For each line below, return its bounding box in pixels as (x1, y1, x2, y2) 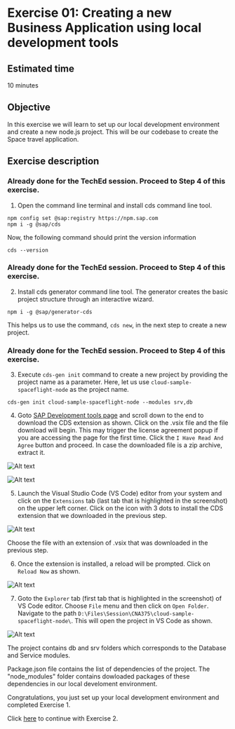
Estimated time (7, 62, 75, 74)
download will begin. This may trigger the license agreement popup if (17, 426, 219, 435)
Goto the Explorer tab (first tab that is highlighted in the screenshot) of (17, 594, 222, 603)
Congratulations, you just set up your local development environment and (7, 693, 220, 702)
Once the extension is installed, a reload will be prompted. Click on (17, 559, 210, 568)
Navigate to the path (17, 609, 77, 618)
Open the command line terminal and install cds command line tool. (17, 201, 213, 210)
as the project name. (69, 386, 130, 394)
